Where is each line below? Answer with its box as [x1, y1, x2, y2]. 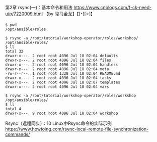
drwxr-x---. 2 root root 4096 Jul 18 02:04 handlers [5, 62, 118, 67]
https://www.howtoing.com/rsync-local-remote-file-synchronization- [5, 126, 149, 132]
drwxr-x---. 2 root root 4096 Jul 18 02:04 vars [5, 84, 109, 89]
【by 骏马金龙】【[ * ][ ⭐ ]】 [43, 11, 96, 17]
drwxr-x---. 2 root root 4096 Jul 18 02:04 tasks [5, 75, 112, 80]
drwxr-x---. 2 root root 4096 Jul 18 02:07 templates [5, 80, 121, 85]
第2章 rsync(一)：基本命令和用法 [5, 5, 73, 10]
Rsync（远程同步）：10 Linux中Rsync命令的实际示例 [5, 120, 112, 126]
